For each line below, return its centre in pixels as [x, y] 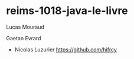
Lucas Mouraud [25, 27]
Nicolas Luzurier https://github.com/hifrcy [66, 49]
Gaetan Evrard [24, 38]
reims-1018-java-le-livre [67, 11]
